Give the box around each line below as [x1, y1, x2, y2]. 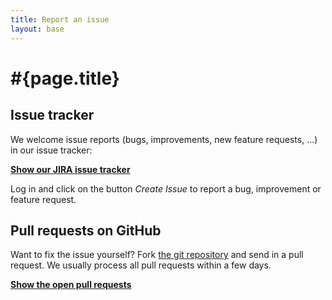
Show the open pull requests [10, 279, 132, 291]
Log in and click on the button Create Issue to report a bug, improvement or [10, 182, 322, 195]
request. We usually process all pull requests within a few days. [10, 259, 272, 271]
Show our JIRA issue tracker [10, 163, 131, 175]
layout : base [10, 24, 65, 34]
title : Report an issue [10, 14, 110, 25]
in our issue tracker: [10, 144, 93, 156]
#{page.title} [10, 67, 120, 90]
